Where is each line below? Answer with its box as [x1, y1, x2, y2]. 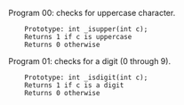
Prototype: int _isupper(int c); [24, 25, 148, 34]
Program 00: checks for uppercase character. [8, 8, 176, 18]
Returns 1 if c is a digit [24, 81, 124, 90]
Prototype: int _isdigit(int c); [24, 73, 148, 82]
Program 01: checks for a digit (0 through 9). [8, 56, 171, 66]
